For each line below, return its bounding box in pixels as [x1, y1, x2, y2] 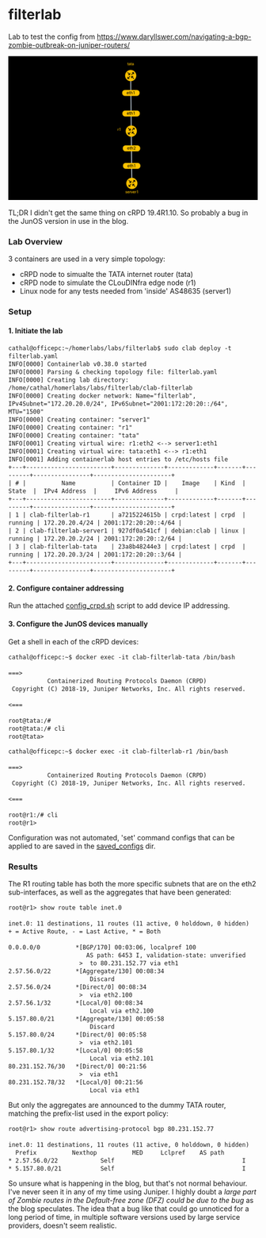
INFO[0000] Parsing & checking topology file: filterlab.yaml [8, 368, 218, 376]
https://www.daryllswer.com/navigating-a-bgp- [97, 32, 252, 41]
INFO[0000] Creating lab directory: [8, 376, 129, 384]
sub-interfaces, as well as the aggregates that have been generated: [8, 887, 232, 897]
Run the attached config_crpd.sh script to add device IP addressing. [8, 601, 230, 610]
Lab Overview [8, 236, 63, 247]
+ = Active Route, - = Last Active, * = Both [8, 927, 161, 936]
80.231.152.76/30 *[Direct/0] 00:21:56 [8, 1062, 147, 1071]
